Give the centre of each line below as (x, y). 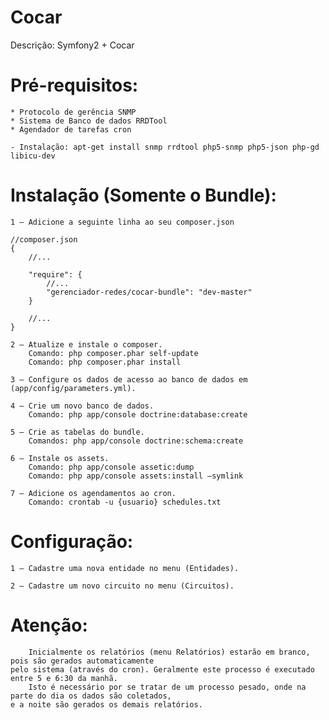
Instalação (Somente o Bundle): (143, 195)
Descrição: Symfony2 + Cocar (72, 45)
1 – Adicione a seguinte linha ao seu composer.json (122, 222)
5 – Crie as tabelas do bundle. (77, 432)
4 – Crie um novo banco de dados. (82, 406)
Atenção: (49, 625)
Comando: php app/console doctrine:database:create (138, 414)
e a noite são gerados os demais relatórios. (106, 704)
